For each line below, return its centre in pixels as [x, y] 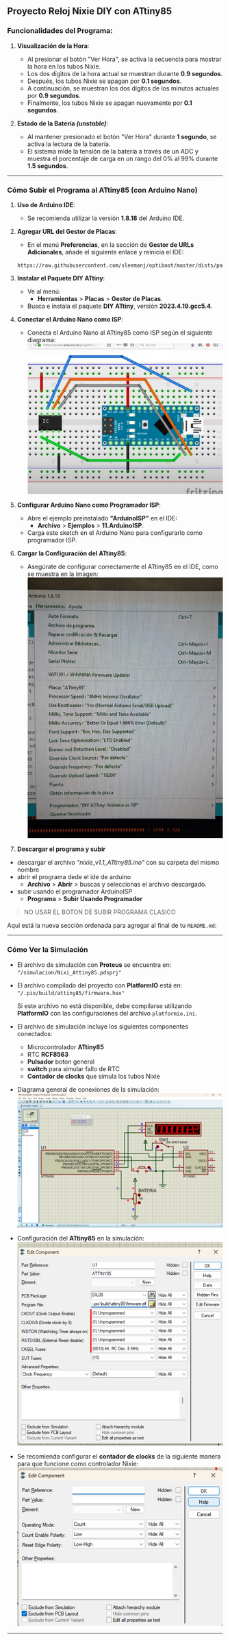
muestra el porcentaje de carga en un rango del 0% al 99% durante [123, 158]
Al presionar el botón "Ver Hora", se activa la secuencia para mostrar [124, 59]
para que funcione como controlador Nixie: [78, 1463]
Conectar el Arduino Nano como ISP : [70, 319]
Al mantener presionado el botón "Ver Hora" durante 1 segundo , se [122, 136]
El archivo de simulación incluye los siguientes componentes [103, 1026]
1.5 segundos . [48, 166]
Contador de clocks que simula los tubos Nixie [94, 1076]
